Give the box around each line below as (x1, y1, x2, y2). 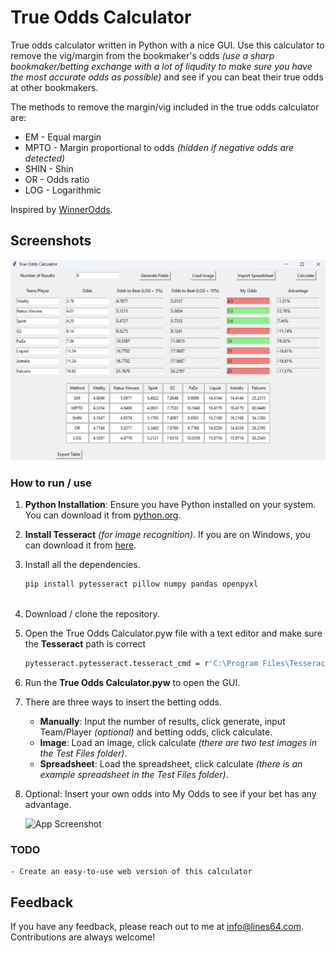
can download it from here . (24, 539, 137, 551)
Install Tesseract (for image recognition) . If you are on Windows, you (24, 529, 311, 541)
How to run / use (10, 476, 92, 490)
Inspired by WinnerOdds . (10, 203, 113, 215)
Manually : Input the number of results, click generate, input (39, 716, 286, 728)
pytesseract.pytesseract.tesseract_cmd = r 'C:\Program (24, 659, 259, 669)
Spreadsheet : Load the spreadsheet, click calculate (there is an (39, 758, 303, 770)
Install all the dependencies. (24, 559, 141, 571)
